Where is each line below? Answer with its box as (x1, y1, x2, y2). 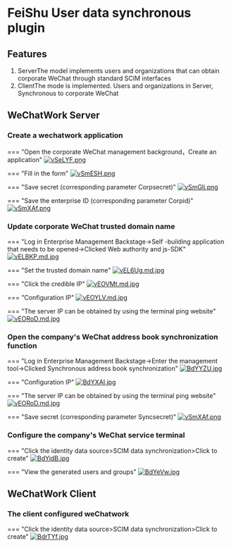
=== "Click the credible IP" (7, 280, 86, 288)
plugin (7, 20, 46, 36)
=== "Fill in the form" (7, 169, 69, 178)
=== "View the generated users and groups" (7, 467, 137, 476)
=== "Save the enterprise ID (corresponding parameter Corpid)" (7, 196, 194, 205)
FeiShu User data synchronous (7, 5, 192, 21)
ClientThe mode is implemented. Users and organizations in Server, (17, 82, 213, 89)
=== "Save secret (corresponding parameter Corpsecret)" (7, 182, 176, 191)
